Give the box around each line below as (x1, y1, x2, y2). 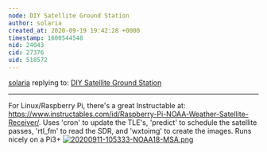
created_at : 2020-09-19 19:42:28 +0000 (8, 26, 141, 34)
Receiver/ (8, 117, 40, 127)
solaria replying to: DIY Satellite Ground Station (8, 77, 162, 88)
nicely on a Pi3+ (8, 134, 61, 144)
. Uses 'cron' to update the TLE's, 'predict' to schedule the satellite (38, 117, 257, 127)
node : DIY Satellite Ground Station (8, 11, 130, 20)
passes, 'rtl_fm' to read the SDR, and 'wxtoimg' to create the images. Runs (8, 126, 252, 135)
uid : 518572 (8, 57, 48, 64)
